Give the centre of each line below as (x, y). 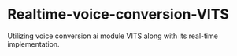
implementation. (33, 44)
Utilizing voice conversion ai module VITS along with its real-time (113, 36)
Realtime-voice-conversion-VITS (119, 14)
